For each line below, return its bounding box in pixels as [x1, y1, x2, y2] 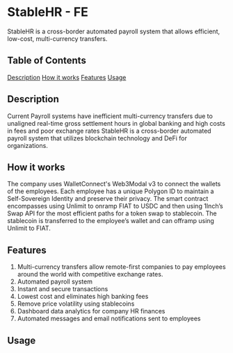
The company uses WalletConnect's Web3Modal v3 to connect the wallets [7, 180, 221, 188]
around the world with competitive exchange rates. [17, 270, 163, 279]
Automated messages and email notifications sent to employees [17, 314, 201, 323]
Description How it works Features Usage [7, 73, 127, 81]
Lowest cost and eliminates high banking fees [17, 293, 149, 301]
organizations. [7, 141, 49, 149]
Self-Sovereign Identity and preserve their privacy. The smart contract [7, 195, 209, 203]
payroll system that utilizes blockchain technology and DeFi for [7, 133, 188, 142]
